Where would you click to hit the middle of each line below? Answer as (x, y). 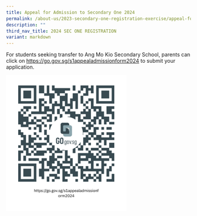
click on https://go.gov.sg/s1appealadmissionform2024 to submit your (91, 61)
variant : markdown (28, 37)
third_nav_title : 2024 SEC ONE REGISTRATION (61, 31)
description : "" (26, 25)
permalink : (19, 18)
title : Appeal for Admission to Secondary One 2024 (70, 12)
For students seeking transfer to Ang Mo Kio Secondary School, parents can (98, 55)
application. (20, 67)
